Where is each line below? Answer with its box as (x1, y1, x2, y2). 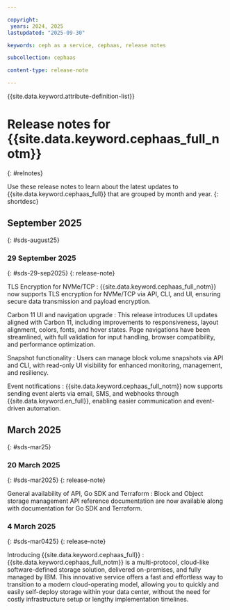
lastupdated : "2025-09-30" (7, 29, 85, 36)
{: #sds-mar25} (7, 442, 51, 451)
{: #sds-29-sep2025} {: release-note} (7, 269, 115, 278)
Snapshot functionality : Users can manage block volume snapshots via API (7, 354, 224, 362)
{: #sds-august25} (7, 236, 60, 244)
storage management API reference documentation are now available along (7, 497, 224, 505)
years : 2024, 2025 (10, 22, 64, 30)
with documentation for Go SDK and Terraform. (7, 504, 142, 513)
